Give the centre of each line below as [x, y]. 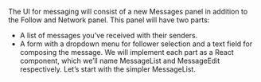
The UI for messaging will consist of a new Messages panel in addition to [128, 12]
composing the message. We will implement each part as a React [127, 52]
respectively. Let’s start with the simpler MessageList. [108, 69]
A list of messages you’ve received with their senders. [109, 35]
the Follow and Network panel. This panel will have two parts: [109, 20]
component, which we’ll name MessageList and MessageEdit [120, 61]
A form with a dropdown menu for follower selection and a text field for [136, 44]
